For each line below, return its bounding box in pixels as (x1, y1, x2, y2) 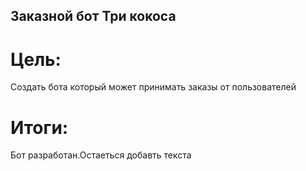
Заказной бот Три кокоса (10, 8, 177, 25)
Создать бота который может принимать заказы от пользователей (10, 81, 297, 93)
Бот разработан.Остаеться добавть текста (10, 149, 192, 161)
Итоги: (10, 116, 69, 139)
